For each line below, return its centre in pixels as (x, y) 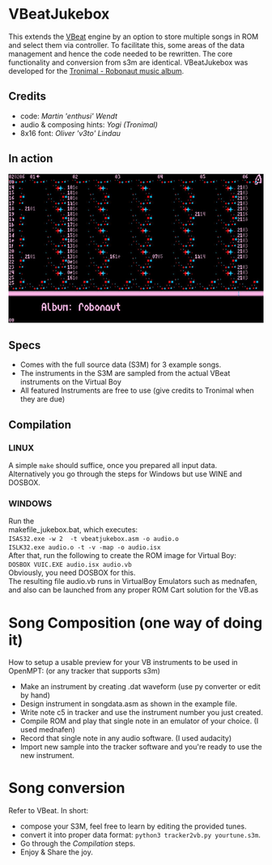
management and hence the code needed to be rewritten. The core (121, 53)
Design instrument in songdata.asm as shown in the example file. (128, 704)
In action (31, 159)
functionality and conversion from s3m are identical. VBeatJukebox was (128, 62)
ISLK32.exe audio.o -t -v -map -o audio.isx (85, 548)
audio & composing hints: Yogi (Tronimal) (89, 124)
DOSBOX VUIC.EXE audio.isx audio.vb (70, 565)
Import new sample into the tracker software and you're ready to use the (141, 747)
